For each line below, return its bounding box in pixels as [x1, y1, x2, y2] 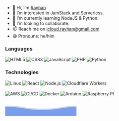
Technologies [5, 69, 39, 76]
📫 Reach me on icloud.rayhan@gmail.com [12, 26, 100, 32]
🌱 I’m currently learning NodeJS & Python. [12, 15, 99, 21]
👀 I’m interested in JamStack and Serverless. [12, 10, 104, 16]
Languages [5, 45, 33, 52]
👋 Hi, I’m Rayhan [12, 5, 46, 10]
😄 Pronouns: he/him [12, 33, 55, 39]
